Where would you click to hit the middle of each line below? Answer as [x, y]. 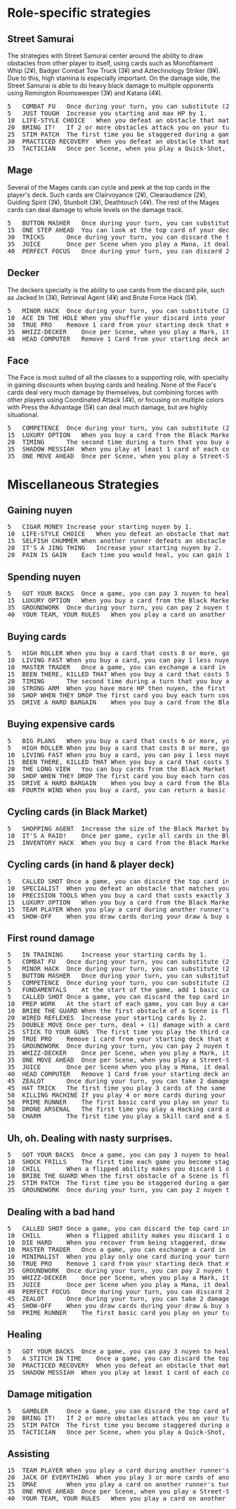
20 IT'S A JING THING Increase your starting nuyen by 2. [115, 548]
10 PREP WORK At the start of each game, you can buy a [111, 1004]
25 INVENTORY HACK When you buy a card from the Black [107, 843]
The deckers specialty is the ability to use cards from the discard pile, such [116, 290]
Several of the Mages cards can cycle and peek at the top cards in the [109, 187]
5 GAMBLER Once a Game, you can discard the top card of [118, 1411]
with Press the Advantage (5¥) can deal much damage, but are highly [107, 407]
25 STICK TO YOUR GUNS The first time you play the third [113, 1032]
